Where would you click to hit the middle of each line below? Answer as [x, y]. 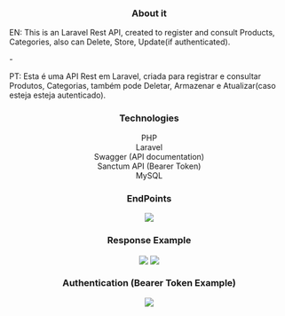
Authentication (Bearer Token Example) [149, 283]
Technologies [149, 118]
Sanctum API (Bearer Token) [149, 166]
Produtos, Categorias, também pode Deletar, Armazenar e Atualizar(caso [143, 86]
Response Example [149, 240]
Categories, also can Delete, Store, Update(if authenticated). [120, 42]
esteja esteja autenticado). [58, 95]
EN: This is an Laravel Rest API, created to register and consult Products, [142, 33]
